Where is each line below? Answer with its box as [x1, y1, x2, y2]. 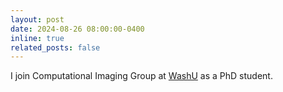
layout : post [10, 14, 65, 25]
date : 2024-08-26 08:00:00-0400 [10, 24, 145, 34]
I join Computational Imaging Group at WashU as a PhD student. [10, 70, 273, 82]
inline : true [10, 33, 65, 43]
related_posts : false [10, 42, 101, 53]
